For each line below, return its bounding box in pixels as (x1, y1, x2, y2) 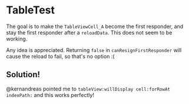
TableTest (6, 4, 55, 17)
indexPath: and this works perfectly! (6, 91, 94, 98)
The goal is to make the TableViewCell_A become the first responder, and (6, 23, 184, 30)
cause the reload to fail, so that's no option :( (6, 53, 115, 60)
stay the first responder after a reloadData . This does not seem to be (6, 29, 173, 36)
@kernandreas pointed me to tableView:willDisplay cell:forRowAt (6, 85, 171, 92)
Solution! (6, 70, 40, 79)
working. (6, 35, 28, 42)
